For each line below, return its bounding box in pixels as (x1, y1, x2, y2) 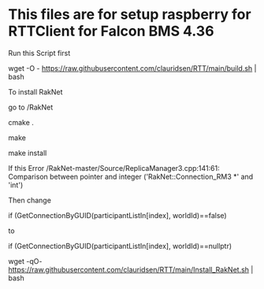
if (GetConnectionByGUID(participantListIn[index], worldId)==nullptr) (8, 241, 232, 250)
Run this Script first (8, 48, 71, 57)
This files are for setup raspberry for (8, 6, 251, 24)
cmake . (8, 117, 34, 127)
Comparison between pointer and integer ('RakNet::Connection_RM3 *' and (8, 172, 254, 181)
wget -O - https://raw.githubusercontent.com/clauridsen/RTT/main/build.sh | (8, 63, 257, 72)
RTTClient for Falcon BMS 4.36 (8, 22, 214, 40)
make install (8, 148, 47, 157)
